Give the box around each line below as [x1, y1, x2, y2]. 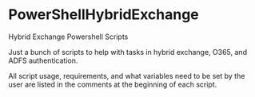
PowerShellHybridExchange [8, 6, 200, 24]
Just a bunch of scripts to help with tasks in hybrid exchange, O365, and [8, 47, 248, 56]
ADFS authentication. [8, 56, 78, 65]
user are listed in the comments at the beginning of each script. [8, 80, 217, 89]
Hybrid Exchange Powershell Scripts [8, 32, 129, 41]
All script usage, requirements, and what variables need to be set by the [8, 71, 245, 80]
